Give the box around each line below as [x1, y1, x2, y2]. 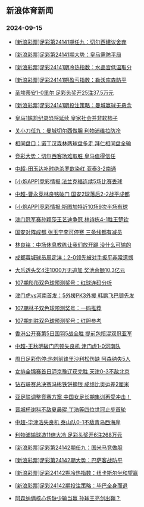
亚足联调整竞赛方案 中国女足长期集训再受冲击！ [14, 393, 132, 400]
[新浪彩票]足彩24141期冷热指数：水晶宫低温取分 [14, 63, 132, 70]
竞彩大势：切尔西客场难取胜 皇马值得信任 [14, 152, 116, 159]
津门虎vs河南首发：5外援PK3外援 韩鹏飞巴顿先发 [14, 292, 135, 299]
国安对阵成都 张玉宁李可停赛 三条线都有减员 [14, 228, 123, 236]
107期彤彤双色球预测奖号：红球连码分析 [14, 279, 112, 286]
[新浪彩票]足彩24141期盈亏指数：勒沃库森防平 [14, 76, 127, 84]
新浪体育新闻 [6, 5, 54, 16]
